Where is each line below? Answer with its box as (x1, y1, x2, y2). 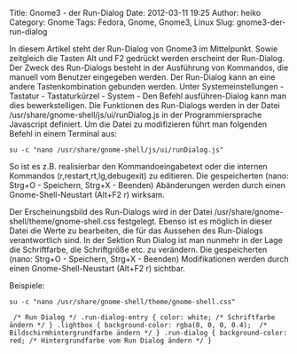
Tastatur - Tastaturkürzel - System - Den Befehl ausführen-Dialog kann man (9, 90, 286, 101)
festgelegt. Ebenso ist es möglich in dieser (117, 216, 273, 226)
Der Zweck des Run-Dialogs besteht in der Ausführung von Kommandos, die (9, 62, 289, 73)
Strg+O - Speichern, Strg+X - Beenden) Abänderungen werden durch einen (9, 180, 286, 190)
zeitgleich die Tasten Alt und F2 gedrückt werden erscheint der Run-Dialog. (9, 53, 285, 63)
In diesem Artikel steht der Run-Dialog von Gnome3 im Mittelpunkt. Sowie (9, 43, 278, 54)
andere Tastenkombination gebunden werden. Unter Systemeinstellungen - (9, 82, 285, 91)
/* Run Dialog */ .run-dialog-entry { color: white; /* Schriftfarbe (12, 313, 276, 322)
